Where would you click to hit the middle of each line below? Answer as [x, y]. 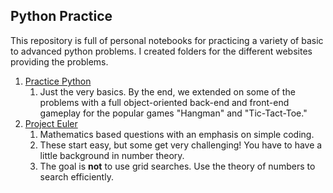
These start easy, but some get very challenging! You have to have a [181, 145]
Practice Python [58, 81]
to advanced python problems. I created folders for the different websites [161, 51]
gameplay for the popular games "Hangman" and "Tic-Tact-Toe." [173, 113]
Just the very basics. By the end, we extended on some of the [167, 91]
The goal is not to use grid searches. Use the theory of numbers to [177, 166]
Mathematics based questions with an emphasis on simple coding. [177, 134]
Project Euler [51, 123]
